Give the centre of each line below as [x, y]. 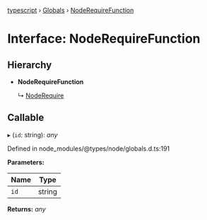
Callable [26, 118]
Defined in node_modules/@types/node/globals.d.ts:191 [89, 149]
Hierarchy [30, 65]
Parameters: [26, 162]
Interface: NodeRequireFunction [104, 39]
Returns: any [26, 209]
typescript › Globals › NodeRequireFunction [71, 10]
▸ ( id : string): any [32, 134]
